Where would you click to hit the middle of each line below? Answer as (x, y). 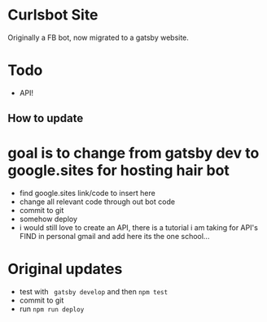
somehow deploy (48, 219)
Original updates (65, 269)
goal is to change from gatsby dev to (133, 153)
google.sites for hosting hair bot (118, 170)
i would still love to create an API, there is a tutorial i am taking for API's (138, 228)
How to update (46, 118)
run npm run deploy (52, 309)
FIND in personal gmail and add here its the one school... (114, 237)
